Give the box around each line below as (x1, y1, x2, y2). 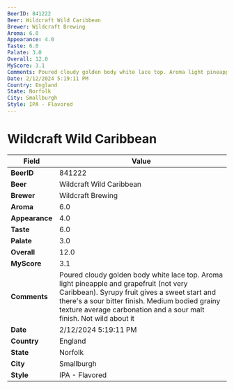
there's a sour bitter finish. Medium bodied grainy (58, 296, 221, 305)
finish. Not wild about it (58, 313, 134, 323)
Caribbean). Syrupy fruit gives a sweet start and (58, 287, 216, 297)
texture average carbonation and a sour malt (58, 305, 205, 314)
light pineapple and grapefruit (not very (58, 278, 188, 288)
